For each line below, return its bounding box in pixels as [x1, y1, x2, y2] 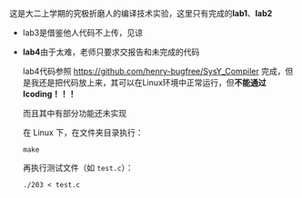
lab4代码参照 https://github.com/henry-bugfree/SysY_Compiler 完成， [22, 66, 286, 76]
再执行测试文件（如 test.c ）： [22, 163, 134, 173]
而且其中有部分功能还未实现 [22, 108, 127, 118]
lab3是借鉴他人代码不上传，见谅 [22, 27, 144, 38]
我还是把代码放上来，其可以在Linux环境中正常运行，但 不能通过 [30, 77, 267, 88]
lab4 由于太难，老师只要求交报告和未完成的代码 [22, 46, 200, 57]
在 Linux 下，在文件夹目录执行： [22, 127, 144, 138]
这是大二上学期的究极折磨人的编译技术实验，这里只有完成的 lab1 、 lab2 [9, 8, 273, 18]
